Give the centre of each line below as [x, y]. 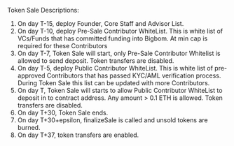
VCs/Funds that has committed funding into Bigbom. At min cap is [112, 38]
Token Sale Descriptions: [43, 10]
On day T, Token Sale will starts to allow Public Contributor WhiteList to [120, 90]
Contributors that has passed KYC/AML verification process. [134, 75]
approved [31, 75]
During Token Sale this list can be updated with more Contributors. [113, 83]
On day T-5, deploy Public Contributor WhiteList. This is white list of [115, 68]
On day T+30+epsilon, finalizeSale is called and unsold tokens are [112, 120]
